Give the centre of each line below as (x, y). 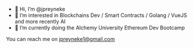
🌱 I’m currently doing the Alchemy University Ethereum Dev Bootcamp (100, 28)
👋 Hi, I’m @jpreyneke (40, 9)
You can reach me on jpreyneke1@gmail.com (61, 39)
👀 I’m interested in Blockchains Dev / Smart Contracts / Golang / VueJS (101, 15)
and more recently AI (40, 21)
